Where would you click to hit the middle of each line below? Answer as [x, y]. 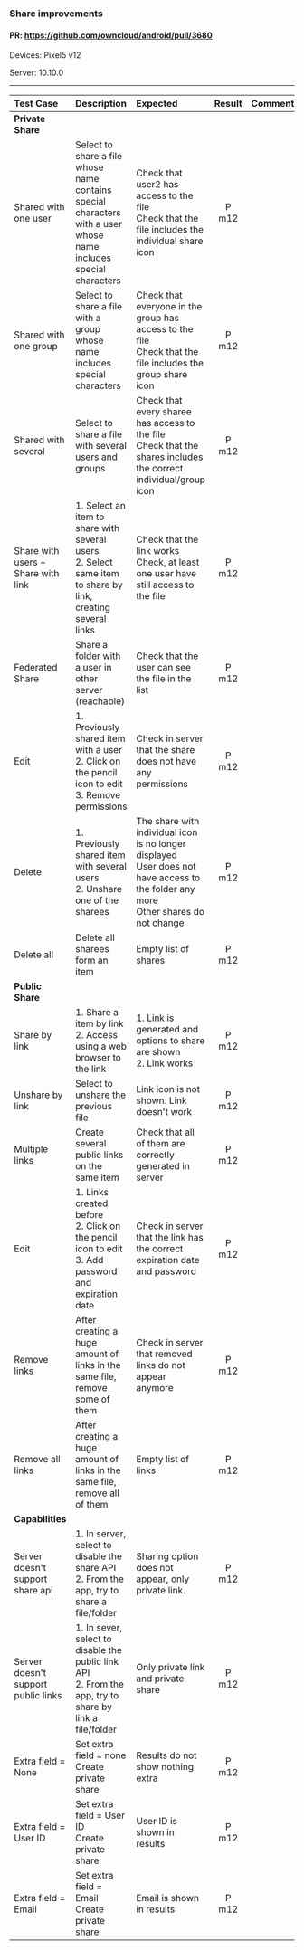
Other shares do [170, 912]
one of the [97, 900]
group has [157, 318]
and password [166, 1271]
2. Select [94, 562]
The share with [167, 822]
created [92, 1203]
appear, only [162, 1579]
